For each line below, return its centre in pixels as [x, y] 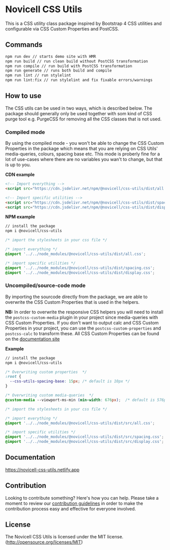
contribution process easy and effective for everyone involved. [71, 508]
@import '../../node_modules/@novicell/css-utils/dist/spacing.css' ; [80, 268]
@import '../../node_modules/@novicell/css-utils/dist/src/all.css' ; [80, 423]
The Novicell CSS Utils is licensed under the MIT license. [65, 537]
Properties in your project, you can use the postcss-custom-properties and [83, 328]
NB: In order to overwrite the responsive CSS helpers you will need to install [84, 312]
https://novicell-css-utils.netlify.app [42, 470]
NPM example [20, 217]
